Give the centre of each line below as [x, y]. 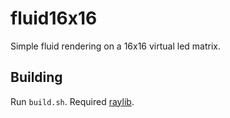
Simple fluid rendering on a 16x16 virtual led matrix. [116, 46]
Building [36, 77]
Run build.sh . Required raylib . [72, 101]
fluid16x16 [54, 18]
